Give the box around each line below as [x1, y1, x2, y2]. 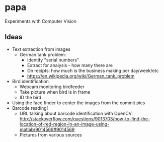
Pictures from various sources [19, 131, 83, 137]
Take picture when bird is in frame [19, 89, 91, 95]
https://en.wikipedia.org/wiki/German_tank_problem [27, 73, 135, 79]
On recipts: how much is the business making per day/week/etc [27, 67, 159, 74]
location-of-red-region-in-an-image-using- [19, 121, 110, 127]
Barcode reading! [12, 105, 48, 111]
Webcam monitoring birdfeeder [19, 84, 85, 90]
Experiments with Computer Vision [5, 18, 76, 24]
